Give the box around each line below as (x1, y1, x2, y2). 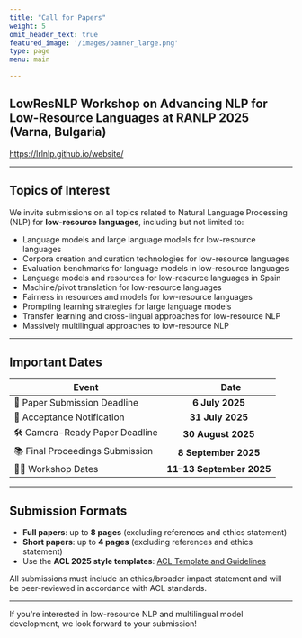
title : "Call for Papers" (9, 13, 106, 23)
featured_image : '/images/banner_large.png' (9, 38, 179, 48)
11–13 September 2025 (166, 463, 271, 476)
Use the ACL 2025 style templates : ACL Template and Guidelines (22, 556, 267, 567)
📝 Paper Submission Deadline (13, 396, 139, 409)
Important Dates (9, 355, 102, 370)
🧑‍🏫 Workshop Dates (13, 463, 99, 476)
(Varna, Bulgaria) (9, 124, 107, 140)
